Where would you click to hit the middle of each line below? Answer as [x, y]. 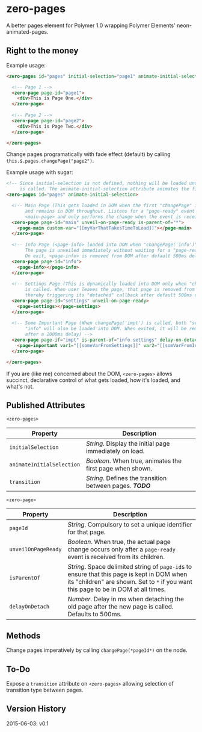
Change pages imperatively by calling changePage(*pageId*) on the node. [97, 650]
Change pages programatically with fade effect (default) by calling [88, 154]
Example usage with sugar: [40, 172]
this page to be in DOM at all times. [117, 589]
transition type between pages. [45, 690]
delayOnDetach [29, 607]
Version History [36, 709]
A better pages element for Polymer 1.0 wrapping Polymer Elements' [91, 25]
